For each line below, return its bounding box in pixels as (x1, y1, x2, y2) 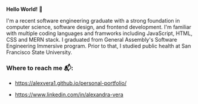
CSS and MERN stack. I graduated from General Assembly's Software (6, 36, 178, 43)
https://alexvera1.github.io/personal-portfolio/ (14, 80, 127, 87)
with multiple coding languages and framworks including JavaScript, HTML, (6, 30, 193, 37)
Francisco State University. (6, 49, 73, 56)
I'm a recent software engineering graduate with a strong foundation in (6, 17, 180, 24)
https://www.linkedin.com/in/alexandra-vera (14, 91, 123, 98)
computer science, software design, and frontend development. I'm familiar (6, 24, 192, 30)
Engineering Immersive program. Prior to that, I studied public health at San (6, 42, 191, 49)
